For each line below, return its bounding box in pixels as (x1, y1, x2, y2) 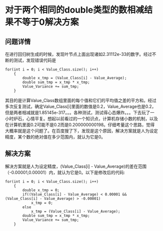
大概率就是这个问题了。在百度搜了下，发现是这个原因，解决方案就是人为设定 (5, 128, 158, 134)
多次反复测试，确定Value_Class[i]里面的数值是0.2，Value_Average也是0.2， (5, 104, 156, 109)
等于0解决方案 (22, 17, 79, 28)
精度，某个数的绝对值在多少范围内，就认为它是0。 (5, 134, 106, 140)
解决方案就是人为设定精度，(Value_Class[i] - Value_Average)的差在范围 (5, 163, 147, 169)
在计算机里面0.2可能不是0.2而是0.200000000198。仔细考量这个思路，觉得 (5, 122, 155, 127)
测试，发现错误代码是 (13, 57, 56, 63)
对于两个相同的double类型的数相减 (5, 4, 145, 16)
